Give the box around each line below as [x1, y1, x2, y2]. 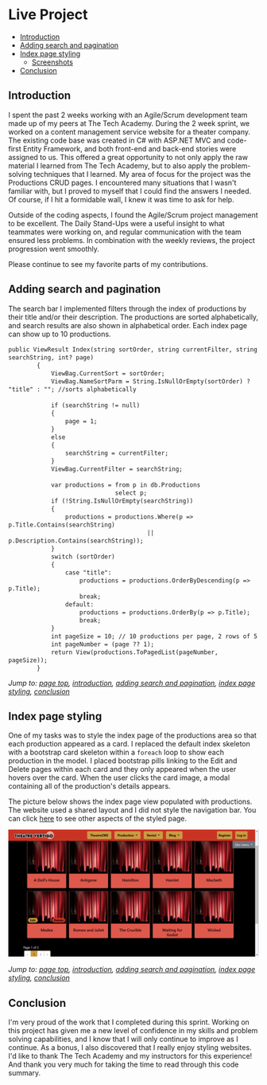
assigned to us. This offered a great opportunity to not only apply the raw [8, 152, 249, 162]
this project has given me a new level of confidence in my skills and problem [8, 1026, 258, 1036]
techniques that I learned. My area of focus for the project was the [33, 169, 252, 178]
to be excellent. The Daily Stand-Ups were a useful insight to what [8, 218, 225, 228]
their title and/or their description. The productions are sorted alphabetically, [8, 312, 259, 322]
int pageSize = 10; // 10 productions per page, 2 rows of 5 [50, 632, 258, 640]
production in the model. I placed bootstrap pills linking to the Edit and [8, 756, 238, 766]
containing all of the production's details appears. [8, 781, 171, 791]
